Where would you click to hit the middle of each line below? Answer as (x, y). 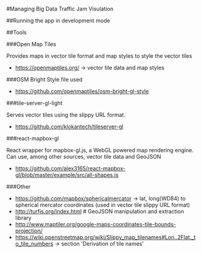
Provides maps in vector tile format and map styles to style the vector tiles (99, 56)
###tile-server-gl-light (34, 103)
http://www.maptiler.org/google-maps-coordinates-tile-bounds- (96, 224)
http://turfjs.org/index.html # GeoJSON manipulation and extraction (99, 211)
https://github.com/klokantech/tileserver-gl (69, 126)
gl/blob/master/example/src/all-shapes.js (67, 175)
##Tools (17, 32)
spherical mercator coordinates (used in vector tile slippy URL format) (103, 205)
